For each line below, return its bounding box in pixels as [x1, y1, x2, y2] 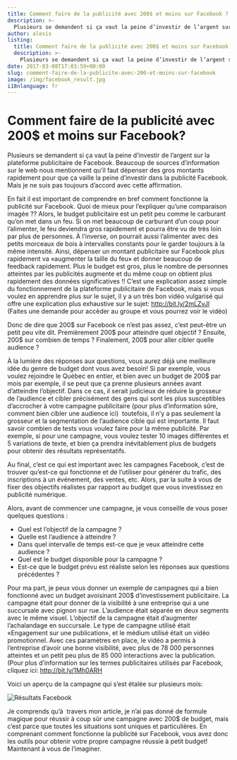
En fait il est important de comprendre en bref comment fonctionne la [7, 195, 209, 203]
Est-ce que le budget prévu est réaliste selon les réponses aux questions [17, 563, 230, 571]
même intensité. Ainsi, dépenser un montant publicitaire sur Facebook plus [7, 247, 225, 256]
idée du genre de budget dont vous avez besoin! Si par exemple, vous [7, 364, 211, 373]
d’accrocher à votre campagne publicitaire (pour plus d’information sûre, [7, 402, 219, 410]
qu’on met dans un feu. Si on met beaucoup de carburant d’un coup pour [7, 217, 219, 226]
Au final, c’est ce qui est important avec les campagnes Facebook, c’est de [7, 460, 224, 469]
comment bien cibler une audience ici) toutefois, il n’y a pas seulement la [7, 410, 221, 418]
